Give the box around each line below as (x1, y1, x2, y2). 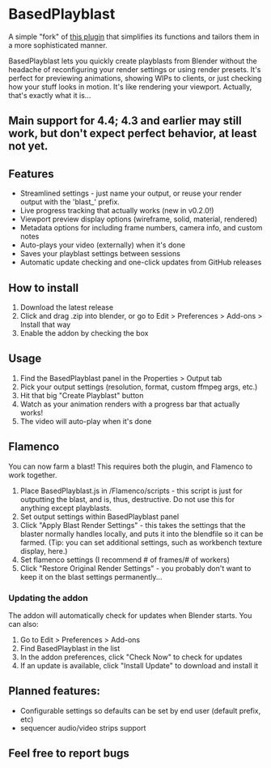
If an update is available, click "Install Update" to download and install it (19, 660, 259, 670)
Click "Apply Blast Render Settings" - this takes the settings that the (19, 520, 246, 530)
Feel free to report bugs (8, 747, 129, 761)
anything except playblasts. (19, 503, 112, 513)
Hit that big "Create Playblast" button (19, 390, 144, 400)
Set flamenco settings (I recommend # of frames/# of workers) (19, 555, 231, 564)
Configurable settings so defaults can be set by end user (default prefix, (19, 706, 261, 715)
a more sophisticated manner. (8, 40, 108, 49)
